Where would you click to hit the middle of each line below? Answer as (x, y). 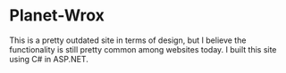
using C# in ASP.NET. (49, 59)
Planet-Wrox (57, 16)
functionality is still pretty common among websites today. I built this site (143, 49)
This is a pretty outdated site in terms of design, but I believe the (128, 40)
